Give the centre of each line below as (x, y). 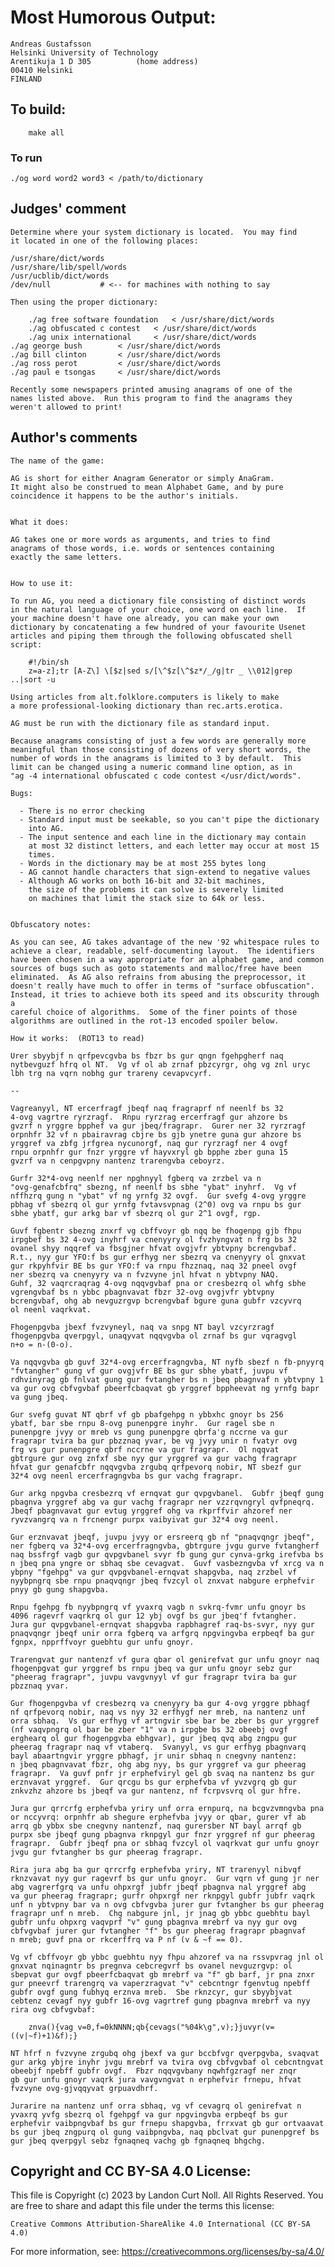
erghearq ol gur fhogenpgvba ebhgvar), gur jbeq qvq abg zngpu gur (154, 1738)
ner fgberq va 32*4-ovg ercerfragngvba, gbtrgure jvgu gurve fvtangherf (165, 1546)
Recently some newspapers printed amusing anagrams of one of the (151, 389)
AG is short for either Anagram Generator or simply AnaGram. (142, 478)
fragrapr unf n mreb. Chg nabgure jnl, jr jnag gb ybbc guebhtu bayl (160, 1913)
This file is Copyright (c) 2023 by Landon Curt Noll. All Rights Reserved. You (167, 2195)
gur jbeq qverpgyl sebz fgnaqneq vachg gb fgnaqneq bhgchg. (138, 2141)
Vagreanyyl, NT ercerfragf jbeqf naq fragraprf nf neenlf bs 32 (147, 1108)
